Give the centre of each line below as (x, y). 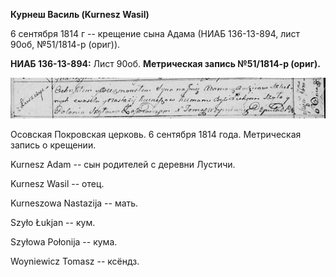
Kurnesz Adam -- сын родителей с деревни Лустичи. (123, 165)
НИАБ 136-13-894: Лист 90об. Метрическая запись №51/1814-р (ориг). (165, 63)
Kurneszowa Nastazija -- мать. (74, 203)
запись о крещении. (53, 145)
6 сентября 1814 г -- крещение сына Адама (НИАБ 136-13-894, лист (155, 33)
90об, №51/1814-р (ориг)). (65, 44)
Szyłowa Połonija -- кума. (64, 242)
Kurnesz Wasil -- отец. (57, 184)
